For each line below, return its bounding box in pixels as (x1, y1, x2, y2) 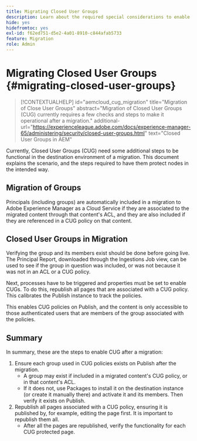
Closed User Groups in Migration (6, 234, 128, 244)
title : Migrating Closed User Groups (6, 8, 98, 15)
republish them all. (14, 416, 60, 423)
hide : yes (6, 19, 30, 25)
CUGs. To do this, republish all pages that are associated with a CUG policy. (6, 286, 189, 293)
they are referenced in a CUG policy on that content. (6, 217, 133, 224)
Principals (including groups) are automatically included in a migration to (6, 198, 181, 205)
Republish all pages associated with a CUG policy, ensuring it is (14, 403, 168, 411)
